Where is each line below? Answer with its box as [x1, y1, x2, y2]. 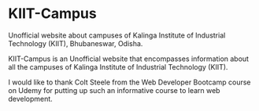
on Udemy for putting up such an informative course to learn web [8, 85, 220, 95]
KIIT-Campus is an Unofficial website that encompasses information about [8, 54, 250, 63]
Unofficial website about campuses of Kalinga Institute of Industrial [8, 30, 226, 40]
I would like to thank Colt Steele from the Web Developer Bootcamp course [8, 77, 251, 87]
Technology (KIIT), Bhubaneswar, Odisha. [8, 38, 143, 48]
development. [8, 94, 53, 103]
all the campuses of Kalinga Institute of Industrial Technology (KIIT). [8, 62, 228, 71]
